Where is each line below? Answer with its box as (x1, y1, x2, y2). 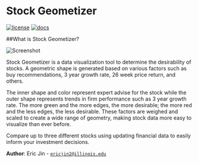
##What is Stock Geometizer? (6, 35, 79, 42)
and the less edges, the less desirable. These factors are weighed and (6, 108, 178, 115)
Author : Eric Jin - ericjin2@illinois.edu (6, 150, 106, 157)
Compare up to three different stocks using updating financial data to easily (6, 132, 191, 139)
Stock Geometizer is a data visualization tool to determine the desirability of (6, 58, 191, 65)
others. (6, 77, 24, 84)
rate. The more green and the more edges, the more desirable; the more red (6, 101, 192, 108)
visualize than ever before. (6, 120, 71, 127)
